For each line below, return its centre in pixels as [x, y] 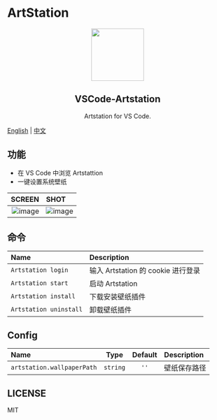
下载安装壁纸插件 [117, 297]
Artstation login [40, 270]
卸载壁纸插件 [110, 310]
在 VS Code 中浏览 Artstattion [60, 173]
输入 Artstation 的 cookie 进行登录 [145, 270]
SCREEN [25, 199]
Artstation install [43, 296]
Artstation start [40, 283]
